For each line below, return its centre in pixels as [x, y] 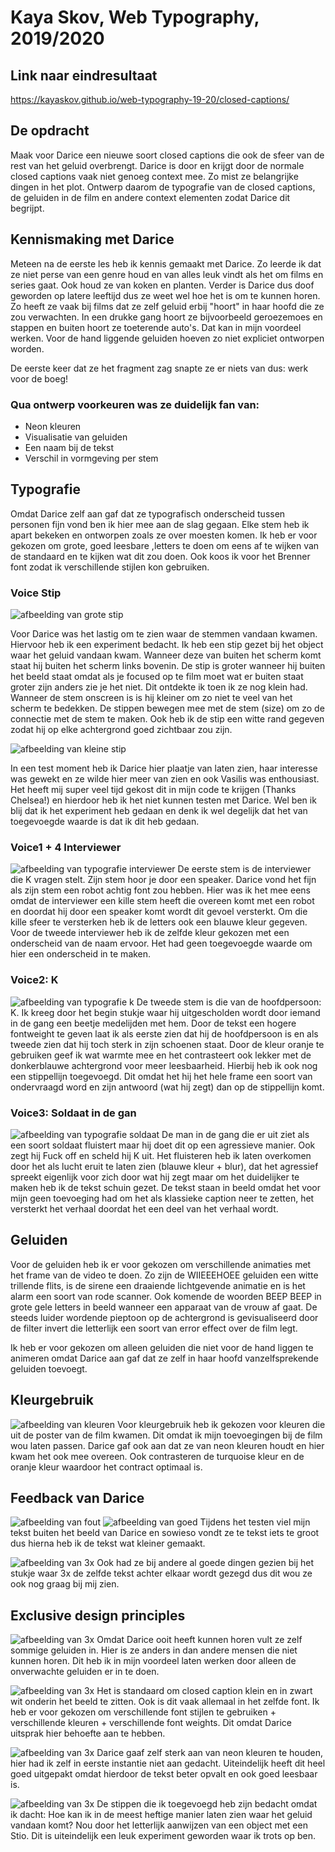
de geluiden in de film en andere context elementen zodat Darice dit [150, 197]
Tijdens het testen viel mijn [255, 1522]
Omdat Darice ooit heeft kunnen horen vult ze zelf [199, 1640]
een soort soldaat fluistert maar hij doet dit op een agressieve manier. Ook [163, 1145]
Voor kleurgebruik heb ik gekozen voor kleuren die [221, 1424]
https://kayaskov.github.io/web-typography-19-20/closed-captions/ [150, 99]
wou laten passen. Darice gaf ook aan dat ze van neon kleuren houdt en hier [167, 1445]
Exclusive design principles [98, 1615]
